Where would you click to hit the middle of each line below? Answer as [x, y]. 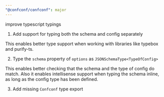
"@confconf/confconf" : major [36, 10]
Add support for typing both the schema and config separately [77, 34]
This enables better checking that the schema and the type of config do [80, 68]
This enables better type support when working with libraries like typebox [82, 44]
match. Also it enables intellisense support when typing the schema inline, [82, 74]
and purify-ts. [19, 49]
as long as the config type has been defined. [52, 79]
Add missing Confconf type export [48, 89]
